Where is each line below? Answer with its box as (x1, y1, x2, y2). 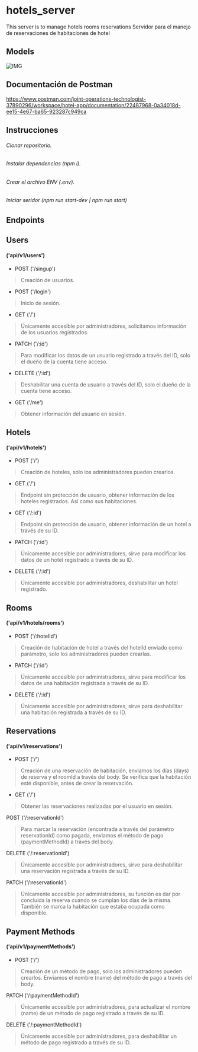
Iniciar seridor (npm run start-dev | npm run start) (6, 197, 127, 204)
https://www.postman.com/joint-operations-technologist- (6, 95, 147, 103)
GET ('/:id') (14, 509, 42, 516)
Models (6, 47, 34, 57)
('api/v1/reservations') (6, 742, 63, 750)
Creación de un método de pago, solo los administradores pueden (20, 967, 182, 975)
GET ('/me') (14, 398, 43, 406)
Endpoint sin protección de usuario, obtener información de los (20, 491, 174, 498)
